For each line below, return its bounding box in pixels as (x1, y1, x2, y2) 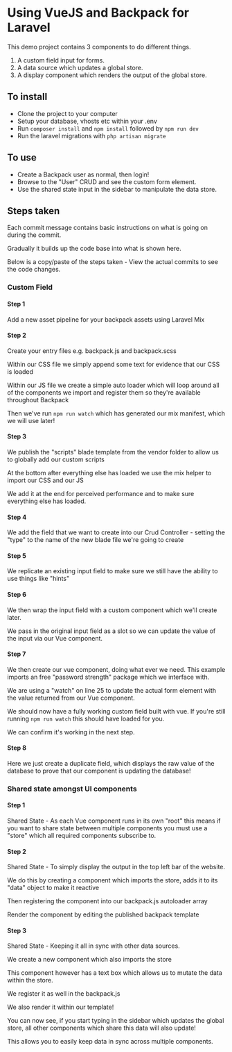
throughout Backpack (7, 395, 69, 404)
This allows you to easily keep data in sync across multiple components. (7, 1037, 213, 1046)
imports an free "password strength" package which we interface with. (7, 673, 210, 681)
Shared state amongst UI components (7, 784, 137, 794)
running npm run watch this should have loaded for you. (7, 714, 165, 723)
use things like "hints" (7, 575, 70, 583)
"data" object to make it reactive (7, 884, 99, 892)
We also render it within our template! (7, 1003, 114, 1012)
